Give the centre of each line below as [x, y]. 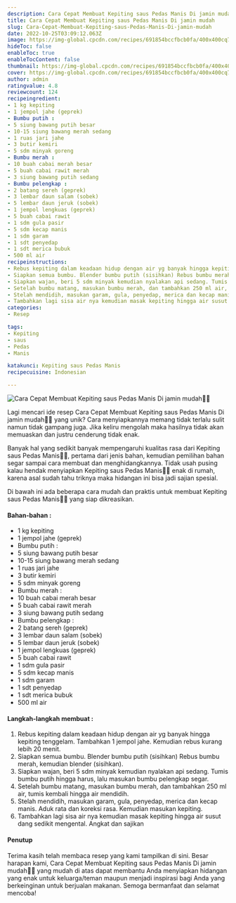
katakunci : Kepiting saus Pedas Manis [64, 366]
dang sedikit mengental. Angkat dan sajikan [80, 824]
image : [17, 40]
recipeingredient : [34, 99]
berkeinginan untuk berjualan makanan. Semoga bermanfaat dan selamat [113, 885]
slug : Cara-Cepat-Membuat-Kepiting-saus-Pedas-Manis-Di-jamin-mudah [110, 27]
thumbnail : [23, 66]
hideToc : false [29, 46]
